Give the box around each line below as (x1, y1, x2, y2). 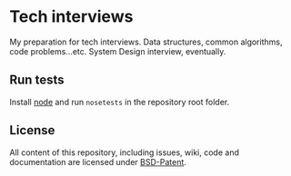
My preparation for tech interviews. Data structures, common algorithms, (9, 36, 283, 47)
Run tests (9, 73, 65, 88)
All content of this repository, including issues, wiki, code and (9, 147, 239, 158)
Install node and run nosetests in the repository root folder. (9, 96, 230, 107)
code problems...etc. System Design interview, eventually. (9, 45, 226, 56)
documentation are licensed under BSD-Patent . (9, 156, 186, 167)
